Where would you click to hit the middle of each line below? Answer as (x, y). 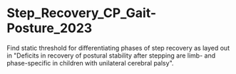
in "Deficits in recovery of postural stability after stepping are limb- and (111, 55)
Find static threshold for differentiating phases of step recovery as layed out (118, 48)
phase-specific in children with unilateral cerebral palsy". (90, 63)
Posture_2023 (50, 28)
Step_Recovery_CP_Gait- (82, 13)
